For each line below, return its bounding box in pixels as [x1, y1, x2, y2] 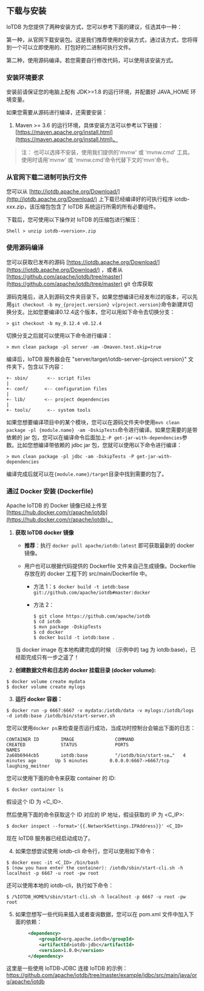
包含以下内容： [27, 363, 65, 370]
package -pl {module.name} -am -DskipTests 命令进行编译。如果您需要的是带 [6, 426, 198, 433]
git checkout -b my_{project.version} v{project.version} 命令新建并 [12, 301, 188, 308]
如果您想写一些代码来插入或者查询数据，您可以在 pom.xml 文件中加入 [15, 911, 189, 917]
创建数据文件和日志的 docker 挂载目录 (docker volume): [15, 667, 156, 673]
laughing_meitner [6, 763, 50, 769]
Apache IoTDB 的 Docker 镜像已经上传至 [6, 502, 107, 509]
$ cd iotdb [33, 619, 61, 625]
